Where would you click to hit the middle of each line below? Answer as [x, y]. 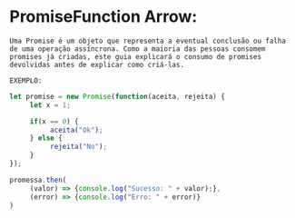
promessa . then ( [38, 180]
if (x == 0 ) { [54, 121]
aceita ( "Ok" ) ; [76, 130]
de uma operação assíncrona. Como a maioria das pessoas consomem [138, 49]
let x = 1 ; [50, 105]
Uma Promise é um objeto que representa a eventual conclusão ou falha [147, 41]
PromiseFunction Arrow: [103, 17]
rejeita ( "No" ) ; [78, 147]
